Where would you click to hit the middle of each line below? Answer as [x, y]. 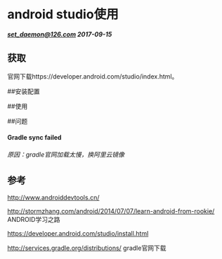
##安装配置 [24, 91]
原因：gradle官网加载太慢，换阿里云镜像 [66, 154]
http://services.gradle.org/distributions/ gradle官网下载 [87, 248]
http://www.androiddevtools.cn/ [53, 197]
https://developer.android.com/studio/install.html [78, 233]
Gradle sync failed [34, 138]
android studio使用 [63, 14]
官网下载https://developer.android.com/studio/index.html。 [93, 76]
